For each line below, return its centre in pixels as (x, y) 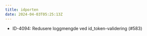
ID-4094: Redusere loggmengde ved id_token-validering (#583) (77, 28)
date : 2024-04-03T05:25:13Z (34, 14)
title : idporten (22, 10)
